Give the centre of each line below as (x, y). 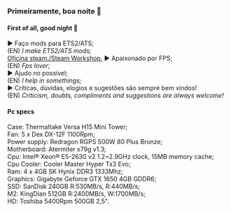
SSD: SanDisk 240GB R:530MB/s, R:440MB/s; (73, 186)
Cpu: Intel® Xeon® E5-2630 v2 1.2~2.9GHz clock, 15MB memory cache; (111, 157)
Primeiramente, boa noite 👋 (54, 11)
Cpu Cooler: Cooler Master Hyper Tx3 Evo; (69, 164)
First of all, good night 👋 (43, 28)
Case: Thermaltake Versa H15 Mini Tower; (68, 127)
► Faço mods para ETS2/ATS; (51, 43)
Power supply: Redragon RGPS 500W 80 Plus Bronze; (85, 142)
